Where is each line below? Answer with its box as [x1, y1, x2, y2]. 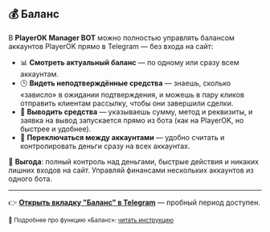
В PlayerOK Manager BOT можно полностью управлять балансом [8, 32, 235, 43]
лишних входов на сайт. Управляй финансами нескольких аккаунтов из [8, 165, 255, 175]
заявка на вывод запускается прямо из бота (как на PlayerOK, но [19, 115, 244, 125]
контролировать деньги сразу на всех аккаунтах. [19, 141, 190, 151]
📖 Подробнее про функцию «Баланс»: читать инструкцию [8, 216, 174, 224]
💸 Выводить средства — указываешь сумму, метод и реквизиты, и [19, 106, 253, 116]
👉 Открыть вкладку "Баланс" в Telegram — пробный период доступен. [8, 197, 261, 207]
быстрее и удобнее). [19, 124, 92, 134]
